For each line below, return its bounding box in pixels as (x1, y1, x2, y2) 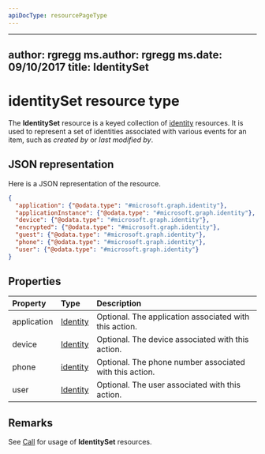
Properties (8, 275, 62, 288)
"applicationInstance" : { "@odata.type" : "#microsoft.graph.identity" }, (15, 208, 256, 217)
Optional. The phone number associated (96, 357, 246, 368)
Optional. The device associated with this (96, 334, 249, 345)
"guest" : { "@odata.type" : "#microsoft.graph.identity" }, (15, 231, 207, 239)
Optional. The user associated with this (96, 380, 241, 391)
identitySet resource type (8, 92, 180, 111)
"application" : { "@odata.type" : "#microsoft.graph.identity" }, (15, 201, 227, 209)
